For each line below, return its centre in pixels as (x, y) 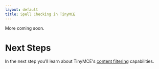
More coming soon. (25, 28)
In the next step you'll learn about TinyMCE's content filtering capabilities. (79, 61)
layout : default (22, 10)
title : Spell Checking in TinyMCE (40, 14)
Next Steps (28, 48)
